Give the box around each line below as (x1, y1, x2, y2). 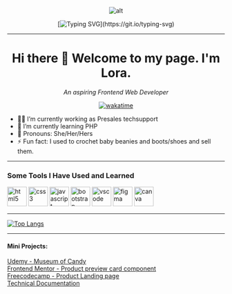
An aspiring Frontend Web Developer (63, 88, 169, 96)
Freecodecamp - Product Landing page (7, 272, 119, 280)
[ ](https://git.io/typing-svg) (57, 20, 175, 28)
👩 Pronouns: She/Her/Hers (17, 129, 93, 137)
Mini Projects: (7, 242, 48, 250)
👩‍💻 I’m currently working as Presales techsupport (17, 115, 159, 123)
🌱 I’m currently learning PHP (17, 121, 98, 130)
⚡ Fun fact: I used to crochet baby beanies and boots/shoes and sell (17, 137, 211, 145)
